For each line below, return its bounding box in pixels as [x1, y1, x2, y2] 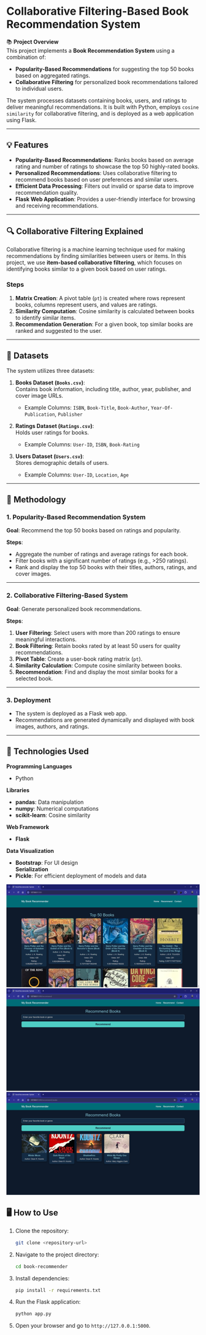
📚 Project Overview [6, 38, 59, 45]
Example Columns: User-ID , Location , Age [24, 471, 129, 478]
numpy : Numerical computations [15, 804, 99, 812]
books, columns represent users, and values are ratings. [15, 301, 158, 308]
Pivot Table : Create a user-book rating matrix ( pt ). [15, 655, 143, 663]
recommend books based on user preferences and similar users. [15, 176, 179, 183]
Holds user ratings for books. [15, 429, 90, 436]
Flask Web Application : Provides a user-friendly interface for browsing [15, 195, 196, 203]
